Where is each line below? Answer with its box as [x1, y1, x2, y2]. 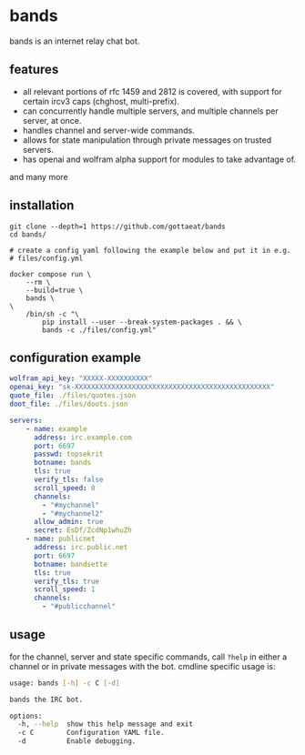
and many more [9, 171, 68, 182]
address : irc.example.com [33, 433, 132, 442]
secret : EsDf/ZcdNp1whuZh [33, 526, 132, 535]
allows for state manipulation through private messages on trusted [22, 134, 272, 146]
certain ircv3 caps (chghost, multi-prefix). [22, 96, 180, 106]
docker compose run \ [9, 269, 92, 278]
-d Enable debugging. [17, 737, 137, 746]
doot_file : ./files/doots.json [9, 399, 128, 408]
